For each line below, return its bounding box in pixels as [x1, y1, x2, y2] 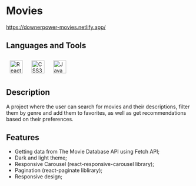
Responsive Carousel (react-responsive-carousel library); [14, 161, 155, 168]
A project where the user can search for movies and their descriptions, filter [6, 103, 190, 110]
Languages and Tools [6, 41, 87, 51]
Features [6, 132, 39, 142]
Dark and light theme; [14, 154, 68, 161]
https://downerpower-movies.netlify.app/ [6, 24, 106, 31]
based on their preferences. [6, 115, 74, 122]
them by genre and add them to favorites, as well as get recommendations [6, 109, 187, 116]
